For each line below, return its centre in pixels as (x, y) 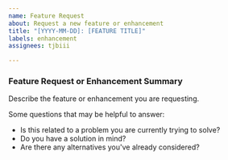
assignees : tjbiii (39, 46)
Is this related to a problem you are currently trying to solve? (120, 130)
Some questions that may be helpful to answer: (87, 115)
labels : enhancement (43, 38)
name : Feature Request (46, 16)
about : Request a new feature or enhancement (86, 23)
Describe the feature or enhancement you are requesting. (104, 99)
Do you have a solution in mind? (73, 139)
